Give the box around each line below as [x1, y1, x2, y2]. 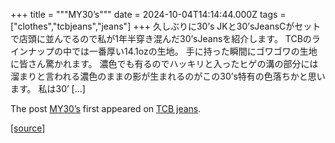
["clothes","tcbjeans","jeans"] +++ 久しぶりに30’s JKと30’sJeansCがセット [10, 20, 322, 32]
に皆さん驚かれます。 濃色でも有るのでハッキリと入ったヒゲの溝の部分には [10, 58, 319, 69]
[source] [10, 122, 46, 134]
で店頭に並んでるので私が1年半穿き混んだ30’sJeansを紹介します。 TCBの [10, 33, 312, 44]
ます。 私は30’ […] [10, 83, 86, 94]
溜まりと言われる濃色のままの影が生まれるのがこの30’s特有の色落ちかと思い [10, 70, 326, 82]
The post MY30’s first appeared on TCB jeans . [10, 103, 202, 114]
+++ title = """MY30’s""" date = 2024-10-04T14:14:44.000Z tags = [10, 9, 287, 20]
